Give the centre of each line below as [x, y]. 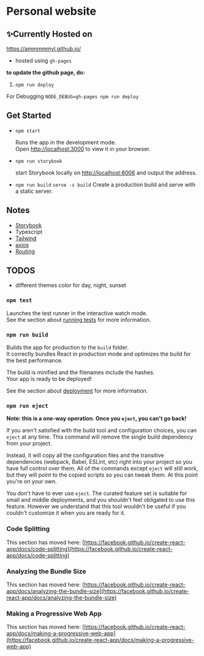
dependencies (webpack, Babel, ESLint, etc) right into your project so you [100, 462]
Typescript [29, 232]
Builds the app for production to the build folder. [68, 348]
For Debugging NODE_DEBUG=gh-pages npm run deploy [73, 96]
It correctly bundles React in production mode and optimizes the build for [99, 354]
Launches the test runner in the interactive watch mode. [77, 313]
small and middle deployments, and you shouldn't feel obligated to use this [101, 500]
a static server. [34, 191]
